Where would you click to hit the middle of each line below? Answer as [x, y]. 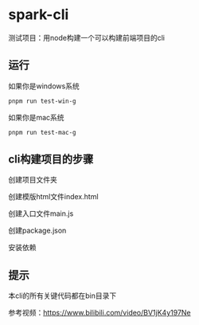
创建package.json [37, 231]
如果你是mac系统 [37, 117]
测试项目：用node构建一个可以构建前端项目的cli [87, 37]
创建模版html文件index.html [53, 197]
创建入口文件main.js [41, 213]
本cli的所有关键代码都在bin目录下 [62, 296]
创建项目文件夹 [33, 180]
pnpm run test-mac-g [43, 132]
